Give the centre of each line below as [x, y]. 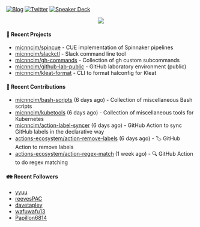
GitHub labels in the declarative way [59, 132]
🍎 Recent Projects [29, 34]
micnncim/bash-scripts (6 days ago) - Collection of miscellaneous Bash [104, 100]
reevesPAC [29, 198]
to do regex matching [41, 162]
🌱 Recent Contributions [36, 86]
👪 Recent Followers [32, 176]
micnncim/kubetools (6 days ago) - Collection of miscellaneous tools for [104, 113]
